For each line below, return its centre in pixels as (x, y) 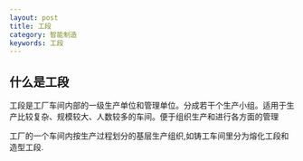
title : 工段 (30, 26)
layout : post (34, 18)
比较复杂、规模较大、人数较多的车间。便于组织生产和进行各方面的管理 (147, 117)
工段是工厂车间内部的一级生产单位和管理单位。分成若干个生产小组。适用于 (148, 106)
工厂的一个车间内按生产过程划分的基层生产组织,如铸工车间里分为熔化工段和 (149, 136)
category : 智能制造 (43, 34)
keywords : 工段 (37, 43)
